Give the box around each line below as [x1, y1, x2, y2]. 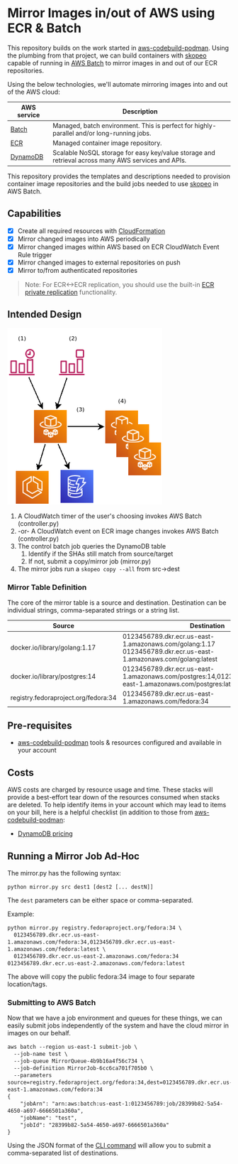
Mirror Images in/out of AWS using [7, 5, 215, 21]
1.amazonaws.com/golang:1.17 [123, 640, 216, 648]
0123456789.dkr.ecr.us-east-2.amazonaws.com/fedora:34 [13, 953, 179, 960]
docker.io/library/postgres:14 [10, 672, 96, 680]
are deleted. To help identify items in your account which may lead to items [7, 801, 227, 809]
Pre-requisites [7, 720, 72, 732]
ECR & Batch [7, 20, 81, 36]
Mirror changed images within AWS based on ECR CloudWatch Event [17, 242, 220, 251]
